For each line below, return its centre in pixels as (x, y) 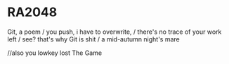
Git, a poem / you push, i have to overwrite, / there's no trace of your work (115, 32)
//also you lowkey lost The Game (55, 53)
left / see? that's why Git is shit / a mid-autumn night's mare (94, 39)
